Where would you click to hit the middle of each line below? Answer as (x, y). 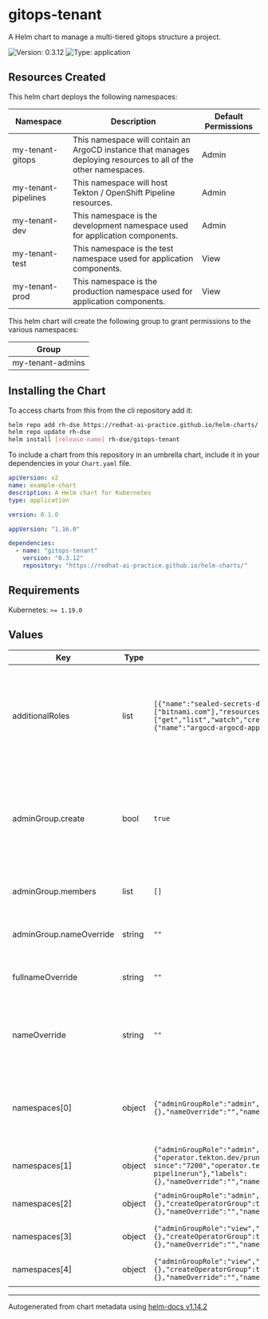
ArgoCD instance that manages (131, 149)
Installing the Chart (57, 391)
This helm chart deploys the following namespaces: (93, 97)
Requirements (44, 591)
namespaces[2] (42, 1203)
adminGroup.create (49, 818)
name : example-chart (43, 486)
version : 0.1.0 (33, 515)
